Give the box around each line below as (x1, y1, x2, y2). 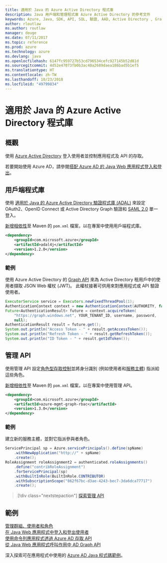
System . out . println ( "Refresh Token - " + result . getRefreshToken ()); (5, 332, 153, 337)
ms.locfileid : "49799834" (5, 81, 59, 86)
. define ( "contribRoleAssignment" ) (14, 464, 85, 470)
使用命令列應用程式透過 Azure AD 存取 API (5, 536, 92, 542)
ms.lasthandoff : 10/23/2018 (5, 77, 64, 82)
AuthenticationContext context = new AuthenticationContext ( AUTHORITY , (5, 303, 157, 309)
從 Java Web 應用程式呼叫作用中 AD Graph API (5, 542, 101, 548)
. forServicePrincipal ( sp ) (14, 469, 68, 474)
